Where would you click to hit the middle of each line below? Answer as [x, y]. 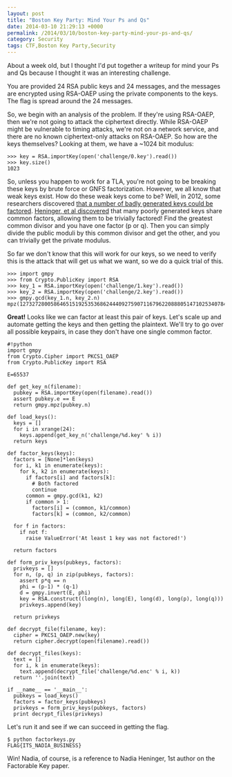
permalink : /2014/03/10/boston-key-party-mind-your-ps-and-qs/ [100, 33]
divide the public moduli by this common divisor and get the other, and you [114, 233]
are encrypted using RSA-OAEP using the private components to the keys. [113, 93]
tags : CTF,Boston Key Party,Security [61, 46]
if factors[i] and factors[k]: [70, 478]
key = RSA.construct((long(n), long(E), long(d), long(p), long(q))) [122, 599]
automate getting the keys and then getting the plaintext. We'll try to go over [115, 324]
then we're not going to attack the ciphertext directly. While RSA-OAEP [108, 122]
